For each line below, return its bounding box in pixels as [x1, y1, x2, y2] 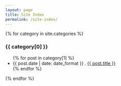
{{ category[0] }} [5, 44, 48, 51]
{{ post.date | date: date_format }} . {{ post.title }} [12, 60, 116, 66]
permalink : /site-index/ [5, 17, 58, 22]
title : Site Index [5, 12, 44, 17]
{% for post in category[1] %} [12, 55, 75, 61]
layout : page [5, 7, 33, 13]
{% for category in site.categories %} [5, 31, 84, 37]
